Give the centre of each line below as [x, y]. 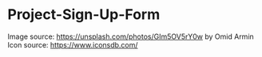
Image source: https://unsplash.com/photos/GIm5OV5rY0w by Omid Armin [131, 36]
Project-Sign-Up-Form [84, 15]
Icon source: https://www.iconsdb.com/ [73, 44]
